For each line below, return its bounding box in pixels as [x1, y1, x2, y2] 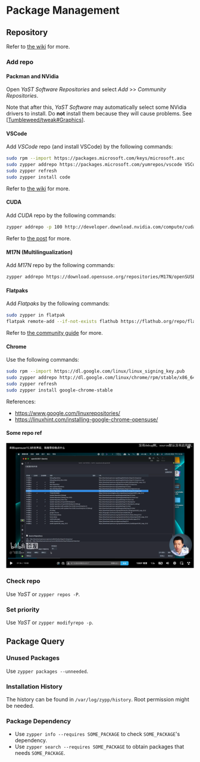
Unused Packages [6, 654, 60, 662]
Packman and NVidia [6, 73, 59, 80]
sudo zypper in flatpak [6, 312, 65, 318]
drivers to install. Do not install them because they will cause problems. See [6, 110, 192, 117]
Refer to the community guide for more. [6, 329, 103, 336]
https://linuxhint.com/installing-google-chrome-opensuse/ [14, 416, 158, 423]
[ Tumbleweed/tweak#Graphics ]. [6, 117, 85, 124]
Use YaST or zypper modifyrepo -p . [6, 619, 93, 626]
